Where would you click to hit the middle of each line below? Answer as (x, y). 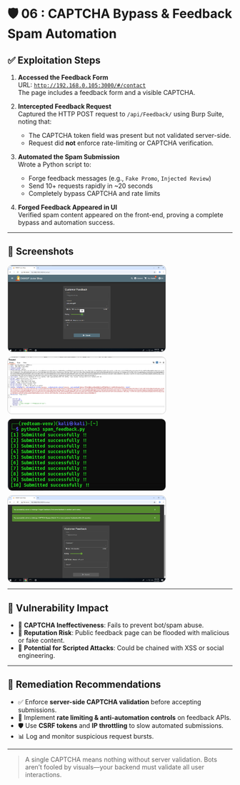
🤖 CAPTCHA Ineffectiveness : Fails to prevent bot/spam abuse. (111, 625)
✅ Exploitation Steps (54, 60)
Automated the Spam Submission (69, 157)
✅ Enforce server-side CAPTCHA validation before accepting (109, 701)
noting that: (35, 121)
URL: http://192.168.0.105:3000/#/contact (82, 85)
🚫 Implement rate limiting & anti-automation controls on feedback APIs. (124, 717)
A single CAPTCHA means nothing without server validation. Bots (121, 759)
